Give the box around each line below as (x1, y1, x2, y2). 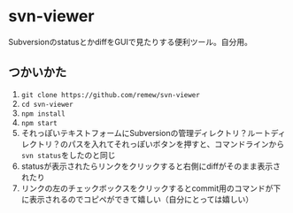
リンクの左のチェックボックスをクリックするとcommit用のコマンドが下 (20, 183, 281, 194)
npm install (20, 109, 66, 118)
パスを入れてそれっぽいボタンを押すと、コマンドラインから (67, 139, 285, 149)
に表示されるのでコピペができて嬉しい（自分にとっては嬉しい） (20, 194, 254, 204)
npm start (20, 118, 58, 127)
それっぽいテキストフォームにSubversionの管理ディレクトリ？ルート (20, 127, 272, 138)
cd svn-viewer (20, 100, 73, 109)
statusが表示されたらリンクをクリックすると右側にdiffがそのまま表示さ (20, 161, 281, 171)
